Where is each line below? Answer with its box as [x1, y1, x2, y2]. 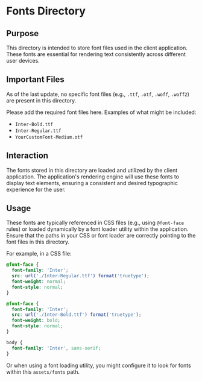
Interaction [6, 151, 49, 161]
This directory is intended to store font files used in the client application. [6, 44, 188, 51]
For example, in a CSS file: [6, 250, 72, 257]
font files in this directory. [6, 238, 70, 245]
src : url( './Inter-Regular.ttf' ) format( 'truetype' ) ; [11, 273, 150, 279]
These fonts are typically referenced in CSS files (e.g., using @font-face [6, 219, 185, 227]
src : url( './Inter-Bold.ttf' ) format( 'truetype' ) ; [11, 312, 142, 318]
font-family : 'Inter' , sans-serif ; [11, 345, 101, 351]
